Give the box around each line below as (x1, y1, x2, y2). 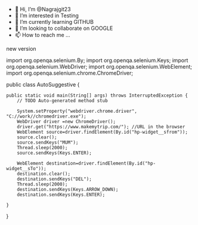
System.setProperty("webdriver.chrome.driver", (17, 108, 137, 114)
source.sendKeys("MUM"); (17, 140, 79, 146)
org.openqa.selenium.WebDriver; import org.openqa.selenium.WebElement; (6, 63, 193, 70)
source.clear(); (17, 134, 58, 140)
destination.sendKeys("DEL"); (17, 176, 92, 182)
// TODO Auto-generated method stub (17, 98, 109, 104)
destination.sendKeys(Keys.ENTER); (17, 192, 106, 198)
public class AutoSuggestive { (6, 81, 80, 88)
